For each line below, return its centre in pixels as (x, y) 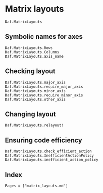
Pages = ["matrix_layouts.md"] (37, 186)
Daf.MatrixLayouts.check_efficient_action (48, 151)
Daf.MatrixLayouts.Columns (32, 52)
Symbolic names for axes (44, 37)
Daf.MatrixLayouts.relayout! (34, 125)
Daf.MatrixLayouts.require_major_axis (44, 87)
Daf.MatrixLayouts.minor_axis (36, 91)
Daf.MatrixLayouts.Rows (29, 48)
